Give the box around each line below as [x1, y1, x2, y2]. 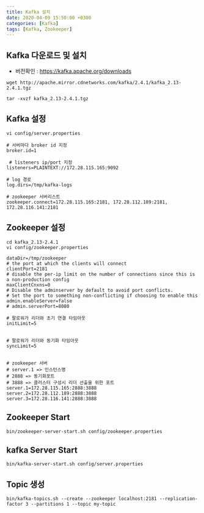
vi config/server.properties [6, 130, 81, 136]
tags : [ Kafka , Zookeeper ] [6, 26, 72, 32]
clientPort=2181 [6, 266, 48, 272]
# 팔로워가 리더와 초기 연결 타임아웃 [6, 315, 86, 321]
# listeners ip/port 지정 [9, 159, 73, 166]
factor [6, 501, 23, 508]
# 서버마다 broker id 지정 [6, 142, 67, 148]
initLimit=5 [6, 320, 37, 327]
